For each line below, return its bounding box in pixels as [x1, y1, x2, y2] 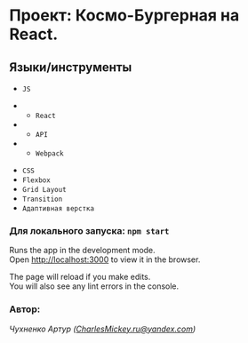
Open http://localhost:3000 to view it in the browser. [9, 254, 201, 265]
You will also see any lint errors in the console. [9, 281, 180, 291]
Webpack [35, 149, 64, 158]
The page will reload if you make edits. [9, 272, 151, 283]
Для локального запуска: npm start [9, 224, 170, 236]
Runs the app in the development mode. [9, 245, 156, 256]
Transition [21, 195, 63, 203]
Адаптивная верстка [21, 204, 95, 213]
